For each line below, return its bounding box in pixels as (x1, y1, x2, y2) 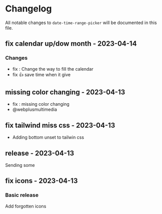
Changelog (5, 3, 52, 15)
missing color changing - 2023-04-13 (5, 88, 125, 97)
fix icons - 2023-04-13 (5, 176, 78, 185)
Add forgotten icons (5, 203, 46, 209)
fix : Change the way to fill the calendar (12, 66, 93, 72)
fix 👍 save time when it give (12, 71, 71, 78)
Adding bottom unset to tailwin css (12, 134, 84, 140)
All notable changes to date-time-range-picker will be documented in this (5, 20, 157, 26)
